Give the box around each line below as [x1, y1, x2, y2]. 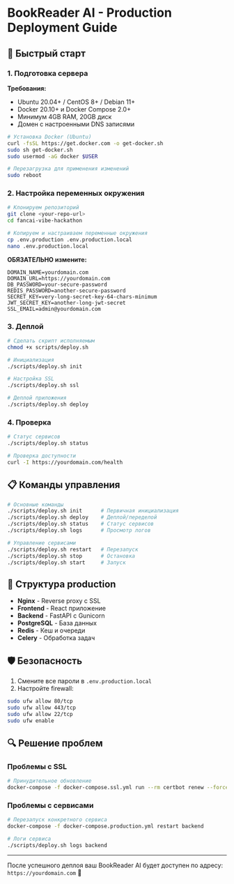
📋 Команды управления [7, 479, 120, 491]
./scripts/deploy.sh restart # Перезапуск [7, 546, 139, 553]
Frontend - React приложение [17, 604, 107, 613]
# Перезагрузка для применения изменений [7, 165, 130, 172]
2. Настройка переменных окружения [7, 188, 145, 198]
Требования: [7, 84, 47, 92]
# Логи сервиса [7, 835, 52, 843]
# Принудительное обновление [7, 777, 92, 785]
